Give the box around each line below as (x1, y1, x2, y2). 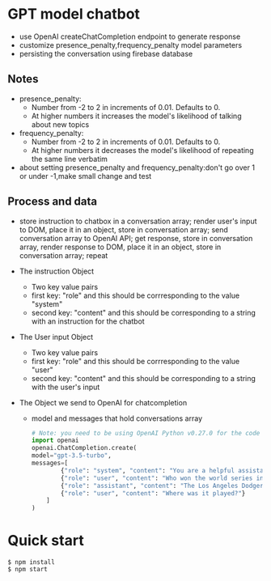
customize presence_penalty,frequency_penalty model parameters (19, 40, 243, 49)
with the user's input (31, 382, 100, 392)
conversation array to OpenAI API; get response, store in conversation (19, 233, 253, 243)
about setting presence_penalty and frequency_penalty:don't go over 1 (19, 163, 256, 172)
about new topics (31, 119, 90, 129)
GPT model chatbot (7, 5, 141, 23)
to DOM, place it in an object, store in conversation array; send (19, 224, 228, 235)
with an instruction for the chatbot (31, 316, 145, 326)
